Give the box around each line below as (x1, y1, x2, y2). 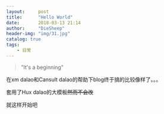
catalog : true (6, 36, 42, 42)
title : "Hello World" (6, 14, 73, 20)
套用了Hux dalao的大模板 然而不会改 (6, 88, 94, 96)
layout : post (6, 8, 49, 15)
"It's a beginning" (20, 64, 64, 71)
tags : (6, 42, 20, 48)
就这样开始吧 (6, 101, 37, 108)
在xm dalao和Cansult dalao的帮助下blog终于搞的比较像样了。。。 (6, 75, 162, 83)
